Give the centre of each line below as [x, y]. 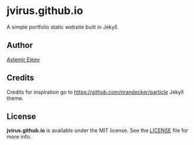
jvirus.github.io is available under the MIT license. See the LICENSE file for [98, 130]
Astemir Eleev [23, 59]
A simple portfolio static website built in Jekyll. [63, 27]
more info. [19, 137]
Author [20, 45]
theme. [15, 98]
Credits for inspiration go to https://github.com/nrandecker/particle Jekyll [95, 92]
